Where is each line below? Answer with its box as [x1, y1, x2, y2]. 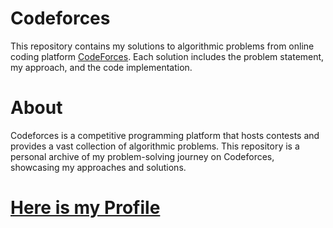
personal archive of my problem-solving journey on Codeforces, [10, 150, 275, 162]
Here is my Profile [10, 197, 161, 219]
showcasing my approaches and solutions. [10, 161, 187, 173]
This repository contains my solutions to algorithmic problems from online [10, 40, 315, 52]
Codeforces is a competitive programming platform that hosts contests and [10, 129, 320, 141]
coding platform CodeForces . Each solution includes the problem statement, [10, 50, 325, 62]
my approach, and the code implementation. [10, 61, 193, 73]
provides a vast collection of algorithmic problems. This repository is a [10, 140, 300, 152]
